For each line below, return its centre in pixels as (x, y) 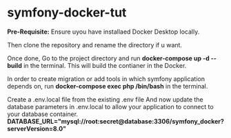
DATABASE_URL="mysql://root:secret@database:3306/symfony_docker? (115, 121)
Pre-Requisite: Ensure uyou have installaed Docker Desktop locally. (103, 32)
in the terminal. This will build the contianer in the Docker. (105, 65)
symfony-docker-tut (67, 13)
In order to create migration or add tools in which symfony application (106, 79)
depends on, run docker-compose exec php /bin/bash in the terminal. (108, 86)
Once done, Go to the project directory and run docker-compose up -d (109, 58)
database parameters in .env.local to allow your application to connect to (110, 106)
